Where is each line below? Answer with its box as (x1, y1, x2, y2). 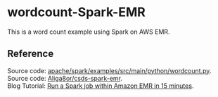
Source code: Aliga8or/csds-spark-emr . (7, 74, 123, 82)
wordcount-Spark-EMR (7, 4, 146, 20)
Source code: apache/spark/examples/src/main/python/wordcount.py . (7, 66, 212, 75)
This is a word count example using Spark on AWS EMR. (7, 27, 170, 36)
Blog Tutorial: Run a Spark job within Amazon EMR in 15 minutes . (7, 82, 194, 90)
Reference (7, 48, 54, 60)
